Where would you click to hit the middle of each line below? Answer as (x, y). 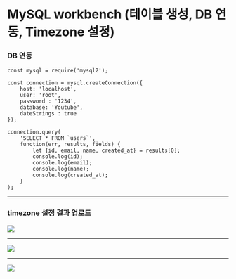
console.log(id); (58, 157)
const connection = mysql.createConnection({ (75, 83)
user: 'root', (40, 96)
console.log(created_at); (71, 175)
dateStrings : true (48, 114)
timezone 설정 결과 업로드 (49, 213)
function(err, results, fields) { (70, 145)
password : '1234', (48, 102)
